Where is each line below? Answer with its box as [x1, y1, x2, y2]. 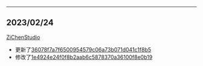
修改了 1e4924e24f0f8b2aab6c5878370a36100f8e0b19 [14, 53, 153, 61]
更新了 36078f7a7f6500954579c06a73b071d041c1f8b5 [14, 46, 152, 53]
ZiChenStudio [6, 34, 40, 41]
